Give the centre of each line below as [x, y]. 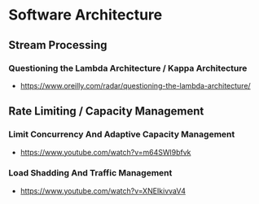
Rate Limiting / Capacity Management [106, 111]
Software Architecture [86, 15]
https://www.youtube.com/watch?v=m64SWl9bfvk [105, 152]
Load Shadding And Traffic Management [90, 173]
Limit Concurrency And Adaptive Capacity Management [122, 134]
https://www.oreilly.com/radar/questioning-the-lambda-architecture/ [135, 85]
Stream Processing [58, 45]
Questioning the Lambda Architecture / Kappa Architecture [128, 68]
